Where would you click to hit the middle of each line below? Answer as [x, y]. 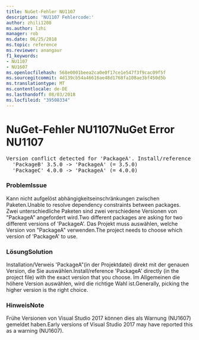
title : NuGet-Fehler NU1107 [41, 12]
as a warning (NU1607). [35, 331]
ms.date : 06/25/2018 [32, 39]
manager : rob [22, 34]
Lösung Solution [30, 251]
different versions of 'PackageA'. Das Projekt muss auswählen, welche [92, 223]
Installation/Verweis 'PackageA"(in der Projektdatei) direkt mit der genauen [97, 265]
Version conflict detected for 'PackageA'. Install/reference [99, 158]
